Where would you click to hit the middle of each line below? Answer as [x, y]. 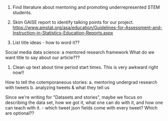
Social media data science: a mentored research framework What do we [80, 52]
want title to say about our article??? [43, 57]
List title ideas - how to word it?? [46, 42]
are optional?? [20, 113]
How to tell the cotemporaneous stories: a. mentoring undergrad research [81, 82]
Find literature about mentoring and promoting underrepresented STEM [86, 7]
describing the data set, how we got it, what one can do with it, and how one [84, 102]
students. [22, 12]
